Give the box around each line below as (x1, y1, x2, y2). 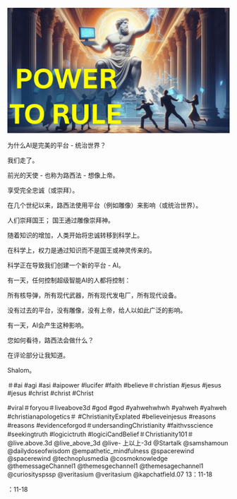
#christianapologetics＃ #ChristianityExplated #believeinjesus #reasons (7, 412, 217, 421)
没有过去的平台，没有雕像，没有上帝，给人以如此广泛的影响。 (7, 306, 187, 314)
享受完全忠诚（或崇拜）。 (7, 186, 79, 194)
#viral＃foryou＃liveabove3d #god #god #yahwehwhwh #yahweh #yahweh (7, 403, 227, 411)
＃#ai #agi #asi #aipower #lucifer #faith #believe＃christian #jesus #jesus (7, 380, 221, 389)
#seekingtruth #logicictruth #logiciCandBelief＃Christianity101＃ (7, 430, 194, 438)
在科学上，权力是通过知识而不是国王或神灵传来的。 (7, 246, 156, 254)
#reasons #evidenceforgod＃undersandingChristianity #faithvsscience (7, 421, 214, 429)
